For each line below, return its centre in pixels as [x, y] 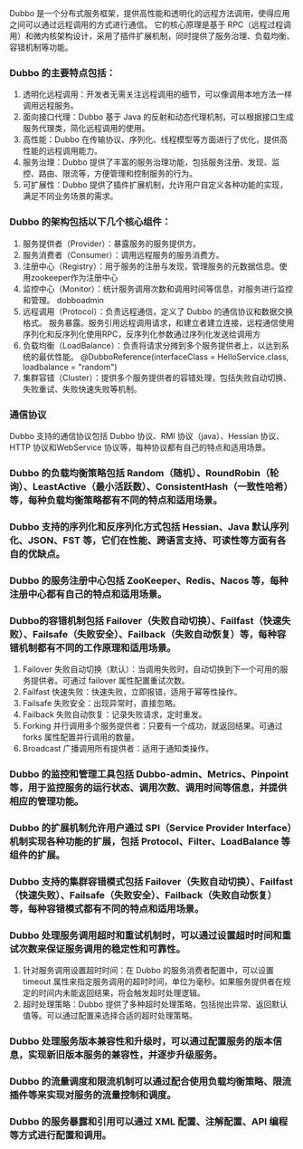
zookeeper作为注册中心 [74, 277]
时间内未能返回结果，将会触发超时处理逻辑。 [122, 993]
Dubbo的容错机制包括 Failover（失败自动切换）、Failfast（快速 [146, 620]
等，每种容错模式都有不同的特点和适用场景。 [107, 908]
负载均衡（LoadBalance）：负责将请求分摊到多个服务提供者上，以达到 [152, 345]
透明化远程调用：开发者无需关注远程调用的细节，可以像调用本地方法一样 [157, 94]
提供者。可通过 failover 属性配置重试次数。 [110, 680]
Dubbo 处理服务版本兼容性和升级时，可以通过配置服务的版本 [141, 1041]
